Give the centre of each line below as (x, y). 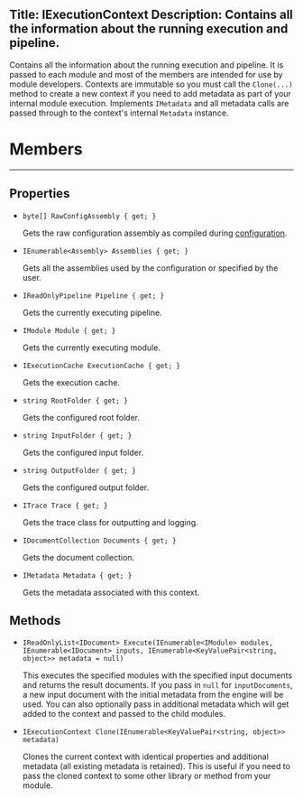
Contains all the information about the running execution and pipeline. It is (147, 65)
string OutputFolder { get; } (79, 470)
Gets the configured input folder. (83, 452)
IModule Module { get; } (69, 330)
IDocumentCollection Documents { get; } (99, 541)
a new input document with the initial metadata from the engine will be (153, 695)
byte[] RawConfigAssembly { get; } (89, 216)
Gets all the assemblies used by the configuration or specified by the (150, 268)
